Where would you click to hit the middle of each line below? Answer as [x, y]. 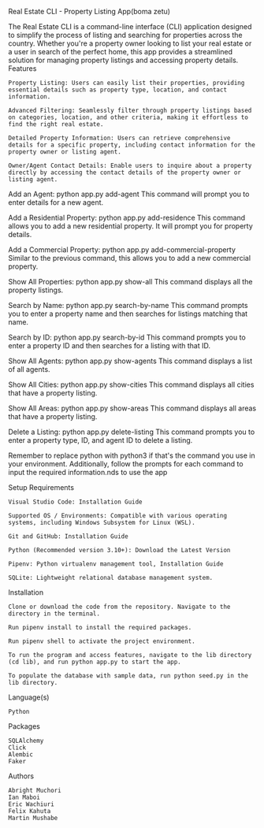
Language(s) [29, 697]
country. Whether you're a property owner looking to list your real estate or [130, 43]
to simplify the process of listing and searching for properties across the [125, 35]
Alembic [21, 755]
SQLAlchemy [26, 741]
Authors [21, 776]
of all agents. [29, 369]
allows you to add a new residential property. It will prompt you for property [131, 226]
